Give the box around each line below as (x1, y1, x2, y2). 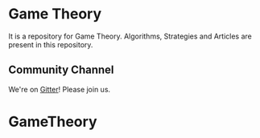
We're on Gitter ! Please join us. (8, 84, 111, 94)
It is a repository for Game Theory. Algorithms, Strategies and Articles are (8, 31, 252, 41)
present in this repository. (8, 39, 93, 49)
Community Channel (8, 63, 114, 77)
